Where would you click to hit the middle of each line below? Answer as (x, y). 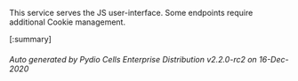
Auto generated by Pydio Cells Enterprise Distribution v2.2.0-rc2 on (133, 59)
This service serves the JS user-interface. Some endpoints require (131, 13)
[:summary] (30, 39)
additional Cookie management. (68, 22)
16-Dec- (274, 59)
